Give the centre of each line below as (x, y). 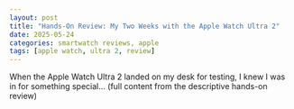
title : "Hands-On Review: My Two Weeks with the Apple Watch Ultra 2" (145, 26)
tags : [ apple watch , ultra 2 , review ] (82, 51)
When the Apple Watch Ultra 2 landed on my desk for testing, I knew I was (147, 77)
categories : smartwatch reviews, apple (84, 43)
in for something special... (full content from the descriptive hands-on (138, 86)
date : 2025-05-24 (42, 34)
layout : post (34, 18)
